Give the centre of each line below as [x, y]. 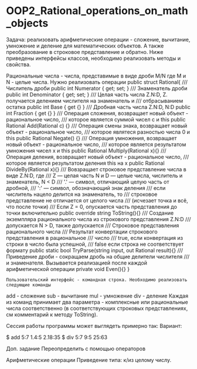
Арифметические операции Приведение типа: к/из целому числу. [89, 360]
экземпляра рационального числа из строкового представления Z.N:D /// [98, 219]
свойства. [18, 64]
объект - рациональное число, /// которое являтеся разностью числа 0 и [98, 132]
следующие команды [28, 285]
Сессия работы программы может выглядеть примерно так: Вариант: [94, 326]
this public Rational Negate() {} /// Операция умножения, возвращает [91, 138]
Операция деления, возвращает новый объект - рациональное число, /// [98, 157]
